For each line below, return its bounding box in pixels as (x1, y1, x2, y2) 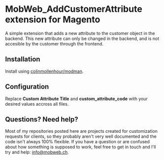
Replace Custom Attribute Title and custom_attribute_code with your (5, 95, 148, 102)
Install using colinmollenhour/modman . (5, 68, 84, 74)
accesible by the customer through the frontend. (5, 40, 103, 46)
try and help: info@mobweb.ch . (5, 149, 69, 155)
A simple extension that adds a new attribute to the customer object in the (5, 30, 155, 36)
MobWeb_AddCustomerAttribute (5, 3, 143, 15)
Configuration (5, 82, 49, 91)
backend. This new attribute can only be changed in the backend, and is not (5, 36, 160, 41)
